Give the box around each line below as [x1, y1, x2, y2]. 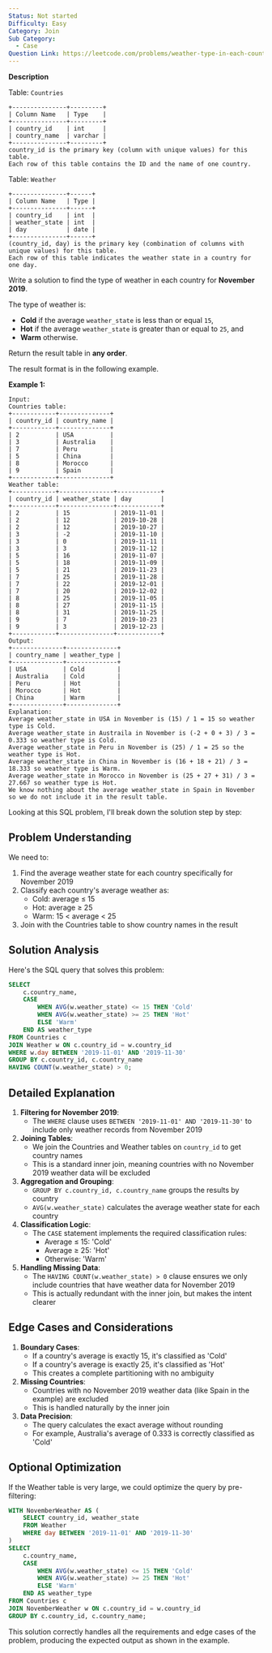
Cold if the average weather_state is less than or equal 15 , [19, 316, 215, 325]
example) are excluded [32, 1393, 109, 1404]
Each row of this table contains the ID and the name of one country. [8, 160, 252, 168]
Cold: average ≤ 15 [32, 893, 96, 903]
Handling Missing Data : [19, 1263, 101, 1272]
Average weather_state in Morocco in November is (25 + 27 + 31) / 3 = [8, 772, 255, 780]
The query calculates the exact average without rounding [32, 1419, 223, 1429]
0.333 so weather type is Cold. [8, 736, 117, 744]
